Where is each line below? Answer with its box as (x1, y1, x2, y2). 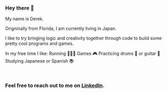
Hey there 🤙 (5, 4, 34, 11)
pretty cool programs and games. (5, 40, 74, 46)
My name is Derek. (5, 16, 44, 22)
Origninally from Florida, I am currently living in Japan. (5, 25, 117, 31)
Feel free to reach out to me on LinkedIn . (5, 82, 105, 89)
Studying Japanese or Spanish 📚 (5, 58, 74, 64)
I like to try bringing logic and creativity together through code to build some (5, 35, 162, 41)
